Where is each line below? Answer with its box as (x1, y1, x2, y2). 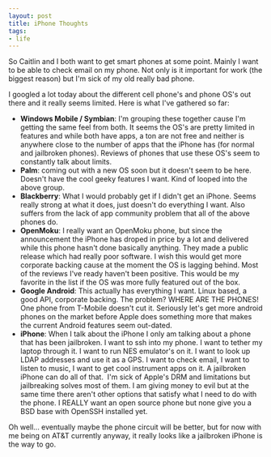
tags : (8, 27, 27, 35)
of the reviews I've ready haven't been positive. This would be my (19, 269, 240, 279)
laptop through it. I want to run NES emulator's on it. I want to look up (19, 346, 251, 357)
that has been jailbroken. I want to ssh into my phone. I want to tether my (19, 338, 263, 348)
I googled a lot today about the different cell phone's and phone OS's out (8, 90, 252, 100)
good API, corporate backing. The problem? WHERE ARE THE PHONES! (19, 295, 259, 305)
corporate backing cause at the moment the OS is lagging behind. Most (19, 260, 259, 270)
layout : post (8, 11, 53, 20)
